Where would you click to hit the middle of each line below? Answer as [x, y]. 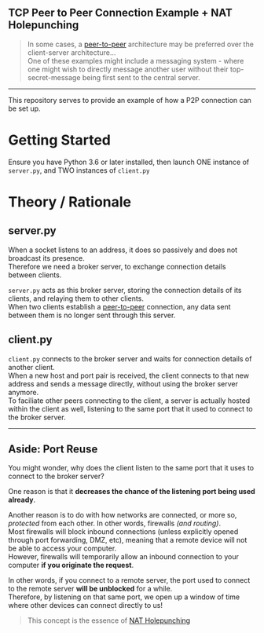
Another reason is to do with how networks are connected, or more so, [123, 515]
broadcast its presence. [46, 258]
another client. [31, 367]
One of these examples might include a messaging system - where [136, 60]
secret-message [54, 77]
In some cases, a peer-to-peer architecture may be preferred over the [140, 44]
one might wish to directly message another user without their [128, 69]
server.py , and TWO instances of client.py [79, 170]
